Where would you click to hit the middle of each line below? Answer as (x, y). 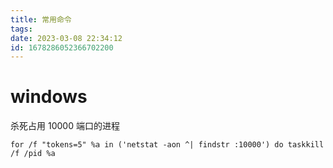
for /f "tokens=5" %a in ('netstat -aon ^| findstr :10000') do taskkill (167, 145)
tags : (21, 29)
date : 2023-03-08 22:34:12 (66, 38)
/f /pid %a (33, 154)
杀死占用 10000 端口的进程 (65, 126)
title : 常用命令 (41, 19)
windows (49, 97)
